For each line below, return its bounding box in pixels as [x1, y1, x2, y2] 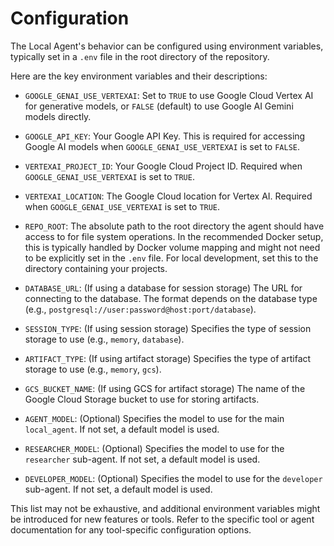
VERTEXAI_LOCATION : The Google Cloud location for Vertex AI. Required [24, 190, 313, 202]
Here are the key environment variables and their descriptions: [10, 70, 268, 82]
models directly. [24, 110, 92, 122]
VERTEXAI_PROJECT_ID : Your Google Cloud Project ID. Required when [24, 160, 303, 172]
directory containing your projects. [24, 262, 168, 274]
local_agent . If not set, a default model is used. [24, 423, 220, 435]
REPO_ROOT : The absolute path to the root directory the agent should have [24, 220, 325, 232]
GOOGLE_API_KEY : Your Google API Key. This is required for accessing [24, 130, 306, 142]
